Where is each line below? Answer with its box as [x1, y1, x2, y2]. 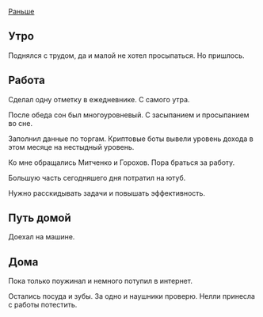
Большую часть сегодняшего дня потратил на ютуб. [8, 173, 186, 182]
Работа [8, 74, 45, 87]
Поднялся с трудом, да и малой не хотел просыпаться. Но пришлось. [8, 51, 245, 60]
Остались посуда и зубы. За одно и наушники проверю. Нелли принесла [8, 292, 256, 301]
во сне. [8, 118, 33, 128]
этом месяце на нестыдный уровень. [8, 142, 135, 151]
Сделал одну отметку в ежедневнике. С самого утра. [8, 94, 190, 104]
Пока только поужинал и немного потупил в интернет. [8, 277, 192, 286]
